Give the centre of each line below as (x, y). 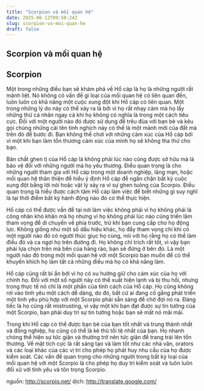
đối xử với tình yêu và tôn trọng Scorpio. (56, 370)
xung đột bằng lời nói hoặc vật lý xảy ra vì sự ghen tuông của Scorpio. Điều (100, 185)
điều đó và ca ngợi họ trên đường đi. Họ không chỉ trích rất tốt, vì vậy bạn (98, 242)
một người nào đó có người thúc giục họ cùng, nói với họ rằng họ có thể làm (101, 236)
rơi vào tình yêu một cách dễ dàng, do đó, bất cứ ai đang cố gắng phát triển (101, 293)
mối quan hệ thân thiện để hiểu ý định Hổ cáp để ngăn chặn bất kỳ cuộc (97, 179)
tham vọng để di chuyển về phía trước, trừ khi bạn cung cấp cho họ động (98, 223)
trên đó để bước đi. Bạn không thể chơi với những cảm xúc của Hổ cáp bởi (100, 134)
